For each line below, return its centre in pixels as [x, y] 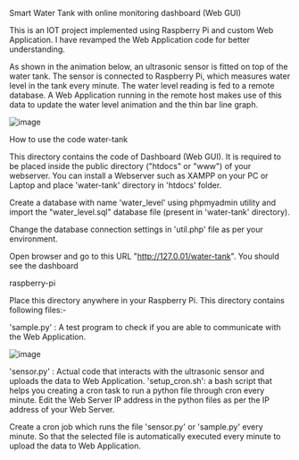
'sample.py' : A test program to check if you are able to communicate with [145, 327]
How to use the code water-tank [69, 139]
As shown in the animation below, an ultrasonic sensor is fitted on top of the [149, 67]
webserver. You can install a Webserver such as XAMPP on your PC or [139, 175]
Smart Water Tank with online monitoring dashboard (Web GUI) [125, 13]
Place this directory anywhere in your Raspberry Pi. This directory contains [147, 300]
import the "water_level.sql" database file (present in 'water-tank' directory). [149, 212]
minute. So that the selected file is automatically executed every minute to [145, 436]
